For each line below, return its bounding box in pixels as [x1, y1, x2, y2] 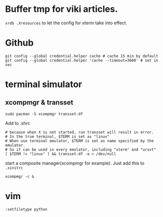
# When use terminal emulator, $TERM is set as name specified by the [5, 138, 154, 143]
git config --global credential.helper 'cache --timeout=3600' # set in [5, 58, 159, 63]
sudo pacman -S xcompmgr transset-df [5, 111, 83, 116]
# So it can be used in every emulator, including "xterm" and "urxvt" [5, 147, 156, 152]
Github [5, 37, 34, 49]
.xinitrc [5, 165, 23, 170]
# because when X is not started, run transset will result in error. [5, 130, 154, 135]
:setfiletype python [5, 207, 48, 212]
